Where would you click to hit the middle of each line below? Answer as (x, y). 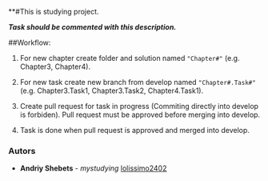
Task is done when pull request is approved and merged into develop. (135, 130)
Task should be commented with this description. (92, 27)
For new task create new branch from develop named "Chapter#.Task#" (138, 82)
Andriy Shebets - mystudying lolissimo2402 (93, 168)
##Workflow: (30, 42)
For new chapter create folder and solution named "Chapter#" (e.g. (130, 58)
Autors (22, 151)
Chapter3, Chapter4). (55, 66)
